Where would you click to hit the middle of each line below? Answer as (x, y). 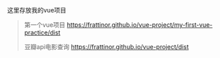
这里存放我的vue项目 (37, 10)
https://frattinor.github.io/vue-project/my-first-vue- (140, 25)
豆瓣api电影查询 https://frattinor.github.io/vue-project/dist (106, 47)
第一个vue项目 (45, 25)
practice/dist (42, 32)
